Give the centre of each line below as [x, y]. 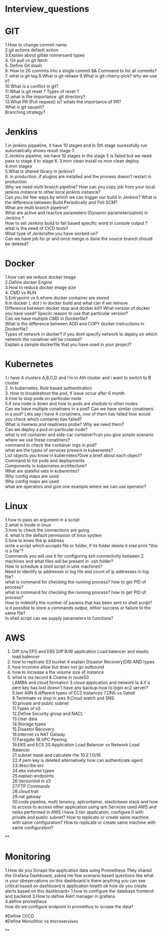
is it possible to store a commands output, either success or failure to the [78, 608]
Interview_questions [47, 9]
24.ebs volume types [33, 770]
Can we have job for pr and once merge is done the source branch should [79, 239]
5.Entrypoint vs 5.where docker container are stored [57, 298]
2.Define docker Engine [29, 282]
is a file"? [14, 551]
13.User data [24, 718]
